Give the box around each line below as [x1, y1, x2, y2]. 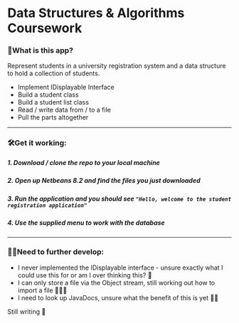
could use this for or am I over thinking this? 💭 [17, 270, 152, 279]
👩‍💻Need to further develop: [7, 247, 105, 257]
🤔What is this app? [7, 46, 73, 55]
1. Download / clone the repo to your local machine [7, 159, 160, 166]
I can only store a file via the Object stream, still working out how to [17, 278, 216, 287]
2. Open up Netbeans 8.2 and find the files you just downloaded [7, 176, 201, 185]
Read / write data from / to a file [17, 105, 112, 115]
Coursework [7, 20, 83, 36]
